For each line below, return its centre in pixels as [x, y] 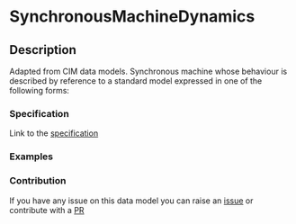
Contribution [38, 181]
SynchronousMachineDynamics [132, 17]
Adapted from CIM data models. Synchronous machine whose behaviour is [148, 71]
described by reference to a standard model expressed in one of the [136, 81]
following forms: [40, 90]
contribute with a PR [47, 210]
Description [43, 50]
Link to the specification [54, 133]
